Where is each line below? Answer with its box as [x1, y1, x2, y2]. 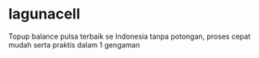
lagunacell [8, 5, 80, 23]
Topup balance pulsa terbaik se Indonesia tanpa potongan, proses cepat [8, 31, 251, 41]
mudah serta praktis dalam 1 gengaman [8, 39, 140, 49]
